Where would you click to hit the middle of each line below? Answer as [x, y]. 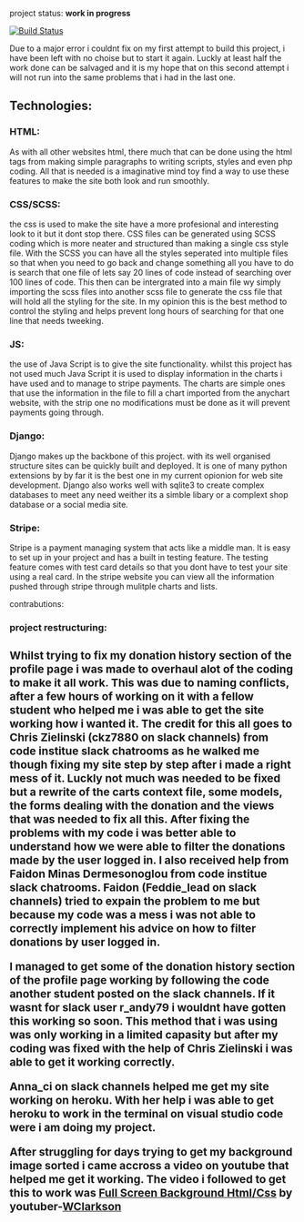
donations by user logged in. [85, 942]
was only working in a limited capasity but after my [144, 1035]
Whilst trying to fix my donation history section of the [151, 655]
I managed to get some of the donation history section [152, 966]
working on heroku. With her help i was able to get [142, 1100]
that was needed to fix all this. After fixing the [130, 819]
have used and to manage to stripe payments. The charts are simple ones [147, 384]
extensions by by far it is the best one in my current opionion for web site [147, 475]
